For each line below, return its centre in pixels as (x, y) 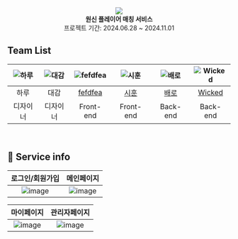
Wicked (210, 92)
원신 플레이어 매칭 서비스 (119, 19)
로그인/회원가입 (35, 178)
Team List (29, 51)
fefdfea (90, 92)
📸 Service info (39, 157)
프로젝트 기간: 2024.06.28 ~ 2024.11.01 (119, 28)
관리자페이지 (70, 212)
